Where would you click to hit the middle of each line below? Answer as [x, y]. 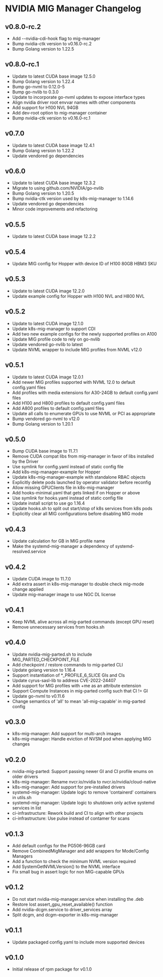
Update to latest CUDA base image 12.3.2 [54, 183]
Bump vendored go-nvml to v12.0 [46, 419]
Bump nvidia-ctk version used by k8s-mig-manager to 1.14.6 [73, 199]
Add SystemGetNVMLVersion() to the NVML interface [66, 866]
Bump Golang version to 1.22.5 [43, 49]
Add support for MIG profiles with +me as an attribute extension [77, 686]
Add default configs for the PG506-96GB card [59, 846]
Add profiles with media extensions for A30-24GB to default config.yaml [85, 392]
